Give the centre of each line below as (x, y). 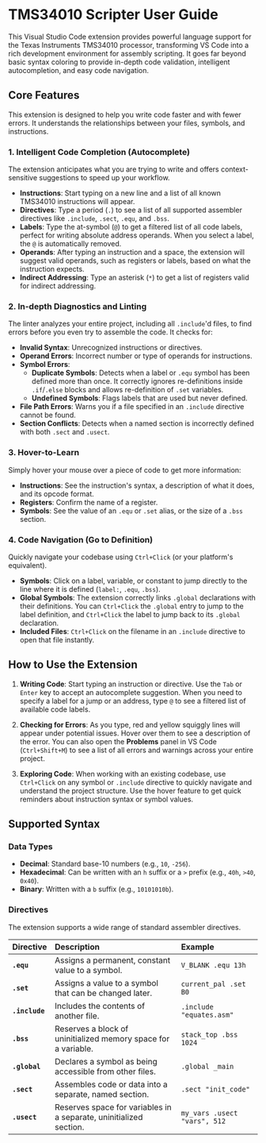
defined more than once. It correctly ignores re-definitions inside (137, 381)
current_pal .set (214, 984)
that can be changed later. (104, 993)
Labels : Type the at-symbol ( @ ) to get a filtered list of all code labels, (131, 227)
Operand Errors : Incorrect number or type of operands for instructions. (136, 356)
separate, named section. (102, 1094)
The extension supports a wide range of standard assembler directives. (125, 927)
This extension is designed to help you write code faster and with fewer (125, 114)
